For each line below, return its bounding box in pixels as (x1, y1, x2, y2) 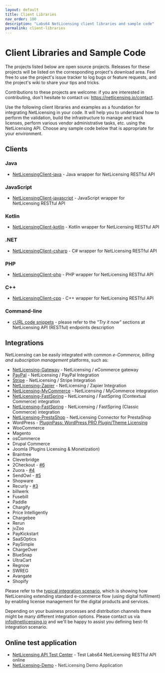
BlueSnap (12, 552, 32, 558)
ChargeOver (12, 547, 38, 553)
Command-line (5, 308, 42, 315)
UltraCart (12, 557, 31, 563)
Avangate (12, 573, 32, 579)
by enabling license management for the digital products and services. (5, 598, 150, 605)
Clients (5, 145, 28, 153)
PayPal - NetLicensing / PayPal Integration (12, 372, 99, 378)
